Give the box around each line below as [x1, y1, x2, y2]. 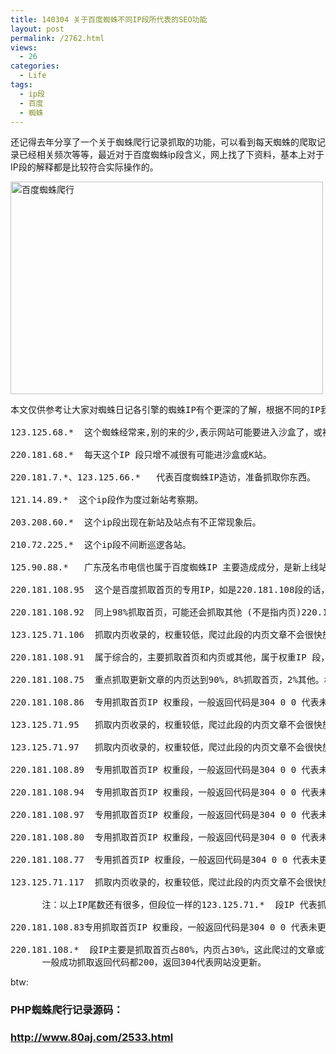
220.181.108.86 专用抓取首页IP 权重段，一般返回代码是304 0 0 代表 [10, 697, 320, 708]
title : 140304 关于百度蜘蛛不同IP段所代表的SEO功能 [10, 14, 208, 25]
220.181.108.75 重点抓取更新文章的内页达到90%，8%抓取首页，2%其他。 [10, 674, 325, 686]
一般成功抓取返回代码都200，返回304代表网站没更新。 [41, 957, 267, 968]
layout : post [10, 24, 65, 34]
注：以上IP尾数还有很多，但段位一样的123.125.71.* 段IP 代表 [41, 899, 318, 911]
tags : [10, 80, 33, 90]
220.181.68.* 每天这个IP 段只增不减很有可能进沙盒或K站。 [10, 449, 272, 461]
